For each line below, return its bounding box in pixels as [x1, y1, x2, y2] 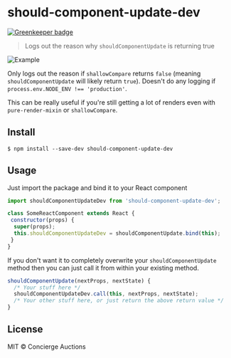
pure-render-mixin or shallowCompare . [7, 105, 118, 114]
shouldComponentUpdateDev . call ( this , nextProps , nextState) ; [14, 290, 199, 298]
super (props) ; [14, 223, 55, 231]
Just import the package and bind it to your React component [7, 183, 188, 192]
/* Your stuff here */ [14, 284, 81, 291]
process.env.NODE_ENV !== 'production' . [7, 84, 127, 93]
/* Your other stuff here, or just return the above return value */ [14, 297, 224, 305]
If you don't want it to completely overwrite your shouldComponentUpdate [7, 256, 217, 264]
